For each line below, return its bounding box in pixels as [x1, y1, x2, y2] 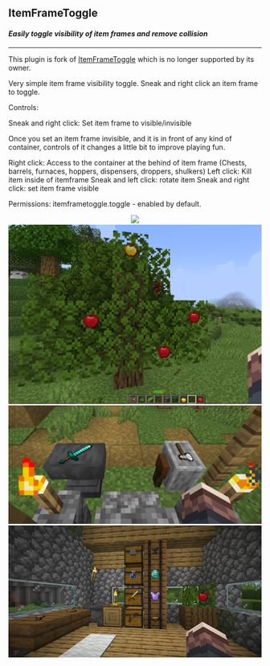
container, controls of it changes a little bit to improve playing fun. [8, 142, 226, 152]
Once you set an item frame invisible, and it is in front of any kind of [8, 133, 232, 143]
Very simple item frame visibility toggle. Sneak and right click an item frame [8, 78, 259, 88]
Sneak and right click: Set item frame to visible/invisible [8, 118, 192, 128]
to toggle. [8, 87, 40, 96]
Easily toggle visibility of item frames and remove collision [8, 28, 208, 39]
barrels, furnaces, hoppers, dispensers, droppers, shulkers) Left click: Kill [8, 166, 252, 176]
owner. [8, 63, 31, 72]
